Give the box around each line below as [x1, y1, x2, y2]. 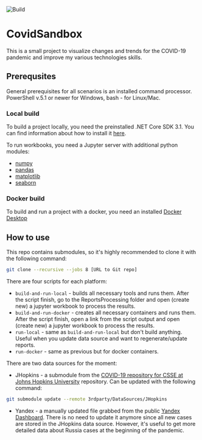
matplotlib [15, 172, 41, 180]
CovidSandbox [6, 27, 83, 41]
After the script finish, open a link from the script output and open [15, 316, 180, 323]
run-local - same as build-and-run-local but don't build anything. [15, 328, 183, 336]
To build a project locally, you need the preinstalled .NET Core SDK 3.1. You [6, 123, 195, 130]
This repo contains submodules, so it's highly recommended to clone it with [6, 249, 197, 256]
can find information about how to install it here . [6, 130, 127, 137]
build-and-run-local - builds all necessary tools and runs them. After [15, 289, 190, 297]
